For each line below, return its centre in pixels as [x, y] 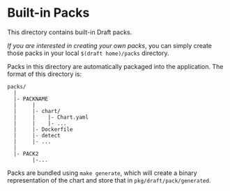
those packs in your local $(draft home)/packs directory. [88, 53]
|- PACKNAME [31, 99]
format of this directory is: [45, 74]
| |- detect [37, 135]
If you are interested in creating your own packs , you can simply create [110, 45]
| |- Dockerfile [43, 129]
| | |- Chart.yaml [51, 117]
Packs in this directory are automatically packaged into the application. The [115, 66]
